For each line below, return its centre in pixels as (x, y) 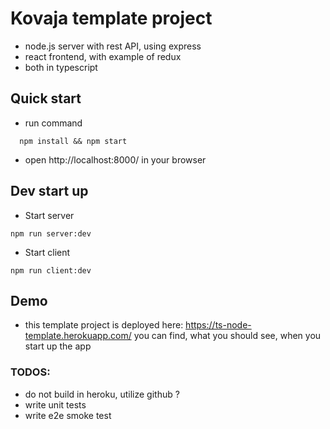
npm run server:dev (51, 233)
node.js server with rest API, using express (113, 46)
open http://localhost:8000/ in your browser (115, 159)
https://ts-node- (218, 325)
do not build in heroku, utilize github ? (102, 394)
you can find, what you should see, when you (227, 336)
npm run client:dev (51, 270)
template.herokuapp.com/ (78, 336)
